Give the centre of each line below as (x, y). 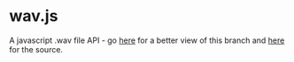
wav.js (34, 16)
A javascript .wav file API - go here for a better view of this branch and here (147, 40)
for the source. (36, 49)
